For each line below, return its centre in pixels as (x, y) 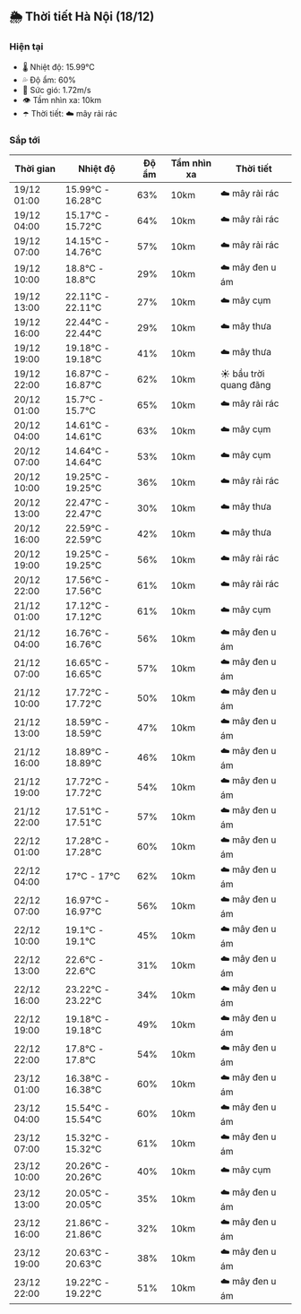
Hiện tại (26, 47)
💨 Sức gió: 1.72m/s (56, 90)
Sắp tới (25, 140)
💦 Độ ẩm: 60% (49, 80)
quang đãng (246, 385)
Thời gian (35, 169)
